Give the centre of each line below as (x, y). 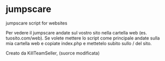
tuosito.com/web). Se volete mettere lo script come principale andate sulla (83, 38)
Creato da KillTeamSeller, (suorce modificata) (53, 53)
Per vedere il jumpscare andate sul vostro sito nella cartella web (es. (76, 32)
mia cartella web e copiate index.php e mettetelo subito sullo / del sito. (79, 43)
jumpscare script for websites (36, 23)
